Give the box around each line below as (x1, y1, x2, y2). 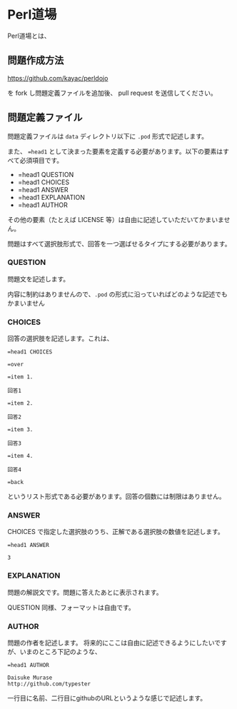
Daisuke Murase (7, 674, 53, 682)
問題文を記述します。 (7, 274, 70, 283)
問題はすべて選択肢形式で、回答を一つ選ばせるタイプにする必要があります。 (7, 239, 231, 248)
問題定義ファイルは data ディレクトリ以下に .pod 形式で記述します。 (7, 131, 208, 140)
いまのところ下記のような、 (19, 648, 101, 656)
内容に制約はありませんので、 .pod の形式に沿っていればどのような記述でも (7, 290, 228, 298)
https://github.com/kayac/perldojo (7, 74, 109, 82)
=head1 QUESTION (17, 170, 74, 178)
